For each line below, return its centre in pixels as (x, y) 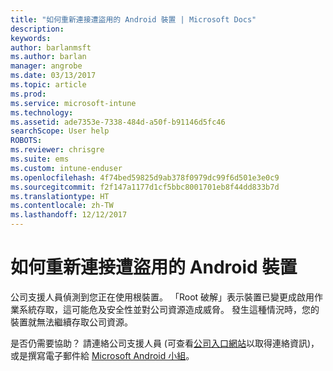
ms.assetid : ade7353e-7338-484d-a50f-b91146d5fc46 (118, 122)
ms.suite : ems (40, 159)
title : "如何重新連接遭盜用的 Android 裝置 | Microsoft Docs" (133, 19)
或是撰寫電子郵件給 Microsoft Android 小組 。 (102, 355)
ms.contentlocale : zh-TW (62, 206)
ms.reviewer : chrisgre (57, 150)
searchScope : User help (60, 131)
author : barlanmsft (51, 47)
